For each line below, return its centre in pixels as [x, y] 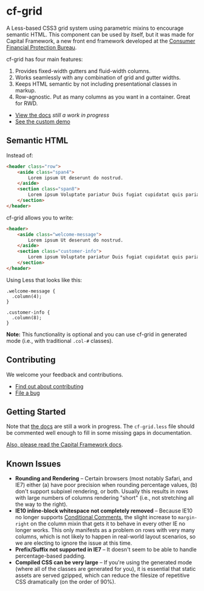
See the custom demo [43, 121]
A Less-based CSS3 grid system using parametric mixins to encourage [95, 28]
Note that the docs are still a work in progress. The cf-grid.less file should [100, 426]
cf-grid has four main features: [45, 59]
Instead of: [20, 155]
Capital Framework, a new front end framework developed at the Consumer [101, 41]
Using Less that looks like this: [44, 280]
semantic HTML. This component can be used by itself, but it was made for [100, 34]
